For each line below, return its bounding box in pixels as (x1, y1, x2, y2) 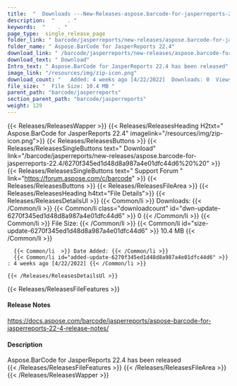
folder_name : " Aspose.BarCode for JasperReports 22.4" (7, 43, 175, 50)
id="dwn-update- (169, 204, 221, 212)
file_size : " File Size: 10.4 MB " (7, 83, 115, 90)
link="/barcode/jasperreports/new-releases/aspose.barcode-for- (7, 151, 197, 159)
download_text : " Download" (7, 56, 90, 64)
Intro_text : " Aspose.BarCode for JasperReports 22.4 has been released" (7, 63, 229, 70)
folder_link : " (7, 37, 52, 44)
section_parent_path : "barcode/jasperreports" (7, 96, 147, 103)
